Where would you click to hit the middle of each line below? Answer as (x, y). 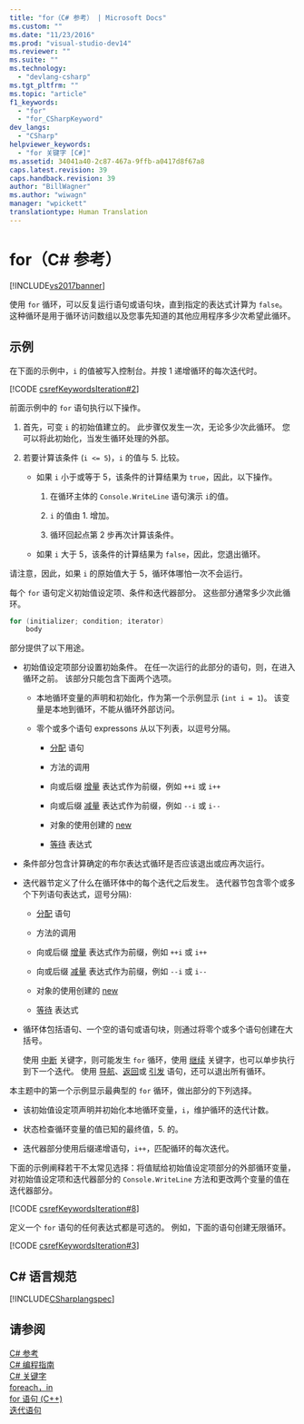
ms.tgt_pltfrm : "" (44, 85)
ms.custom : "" (36, 26)
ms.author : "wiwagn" (49, 195)
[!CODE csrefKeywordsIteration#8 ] (74, 1209)
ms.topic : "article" (49, 94)
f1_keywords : (34, 102)
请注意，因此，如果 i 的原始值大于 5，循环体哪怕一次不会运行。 (128, 573)
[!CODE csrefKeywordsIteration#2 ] (74, 389)
